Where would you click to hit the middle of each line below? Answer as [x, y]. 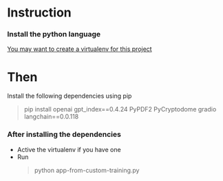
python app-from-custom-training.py [87, 170]
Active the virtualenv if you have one [69, 149]
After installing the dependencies [64, 134]
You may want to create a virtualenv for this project [80, 49]
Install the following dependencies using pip [70, 96]
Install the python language [54, 34]
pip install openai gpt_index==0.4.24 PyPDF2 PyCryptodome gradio [120, 109]
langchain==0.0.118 [51, 117]
